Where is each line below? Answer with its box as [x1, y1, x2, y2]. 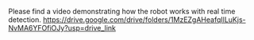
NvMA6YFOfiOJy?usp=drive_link [8, 24, 117, 32]
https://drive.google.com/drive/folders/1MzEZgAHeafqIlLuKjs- [42, 15, 246, 24]
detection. [8, 15, 42, 24]
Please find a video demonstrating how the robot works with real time [8, 7, 236, 16]
